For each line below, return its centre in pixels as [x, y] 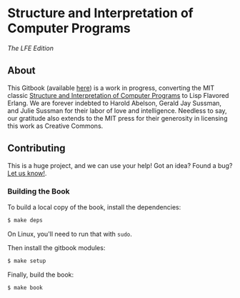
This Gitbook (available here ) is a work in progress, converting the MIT [111, 88]
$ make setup [27, 261]
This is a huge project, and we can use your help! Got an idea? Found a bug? [120, 165]
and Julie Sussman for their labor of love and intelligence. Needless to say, [117, 110]
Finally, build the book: [41, 274]
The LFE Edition [30, 48]
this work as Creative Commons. [55, 126]
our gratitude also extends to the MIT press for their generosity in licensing [117, 118]
